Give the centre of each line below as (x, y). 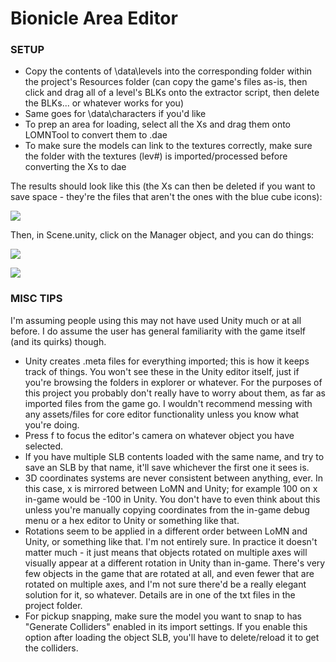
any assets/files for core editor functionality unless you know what (162, 414)
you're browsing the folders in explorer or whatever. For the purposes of (173, 382)
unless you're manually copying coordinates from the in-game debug (167, 509)
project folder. (53, 605)
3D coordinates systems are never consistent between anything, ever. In (173, 478)
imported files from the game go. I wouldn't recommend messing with (168, 403)
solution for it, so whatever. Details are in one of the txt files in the (160, 594)
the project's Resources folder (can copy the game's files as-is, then (166, 82)
